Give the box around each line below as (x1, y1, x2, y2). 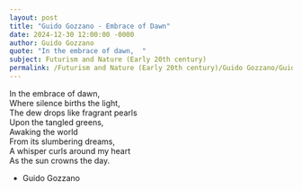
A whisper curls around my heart (9, 145, 131, 156)
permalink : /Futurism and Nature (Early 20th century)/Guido (9, 64, 244, 73)
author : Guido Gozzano (9, 38, 94, 48)
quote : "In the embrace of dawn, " (9, 47, 147, 56)
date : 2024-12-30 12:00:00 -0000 (9, 30, 135, 39)
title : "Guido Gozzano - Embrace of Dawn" (9, 22, 171, 31)
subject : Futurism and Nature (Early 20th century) (9, 55, 207, 64)
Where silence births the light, (9, 97, 120, 108)
